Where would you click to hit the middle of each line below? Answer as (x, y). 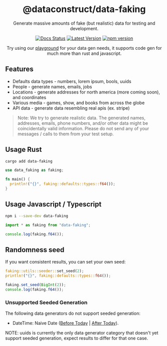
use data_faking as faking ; (35, 170)
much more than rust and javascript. (84, 53)
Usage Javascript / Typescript (53, 204)
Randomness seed (35, 250)
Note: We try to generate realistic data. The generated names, (81, 118)
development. (84, 28)
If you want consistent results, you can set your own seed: (65, 262)
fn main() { (18, 180)
